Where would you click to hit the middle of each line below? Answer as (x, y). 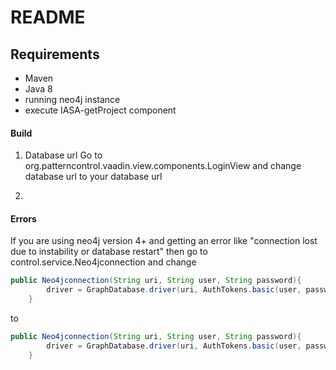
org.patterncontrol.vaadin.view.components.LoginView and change (163, 166)
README (48, 17)
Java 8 (38, 89)
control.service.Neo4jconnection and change (103, 262)
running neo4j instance (72, 99)
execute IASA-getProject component (100, 110)
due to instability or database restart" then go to (109, 252)
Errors (23, 218)
